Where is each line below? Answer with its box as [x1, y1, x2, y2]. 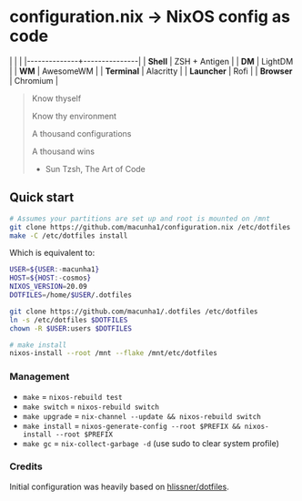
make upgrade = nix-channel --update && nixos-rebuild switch [22, 410, 261, 421]
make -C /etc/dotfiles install [9, 230, 128, 240]
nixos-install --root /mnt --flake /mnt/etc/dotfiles [9, 349, 218, 358]
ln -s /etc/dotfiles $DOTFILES [9, 315, 128, 324]
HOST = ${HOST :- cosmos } [9, 273, 92, 283]
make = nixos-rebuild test [22, 391, 123, 402]
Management [9, 371, 70, 383]
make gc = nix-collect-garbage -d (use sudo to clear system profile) [22, 437, 280, 448]
